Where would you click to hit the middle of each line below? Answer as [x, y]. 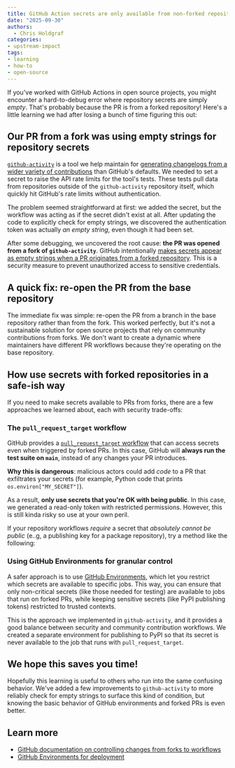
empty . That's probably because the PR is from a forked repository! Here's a [117, 107]
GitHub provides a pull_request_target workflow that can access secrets [113, 443]
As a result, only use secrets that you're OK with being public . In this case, [116, 500]
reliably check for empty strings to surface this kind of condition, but [106, 696]
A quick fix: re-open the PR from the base [99, 287]
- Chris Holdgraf [39, 33]
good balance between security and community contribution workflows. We [116, 627]
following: [21, 543]
